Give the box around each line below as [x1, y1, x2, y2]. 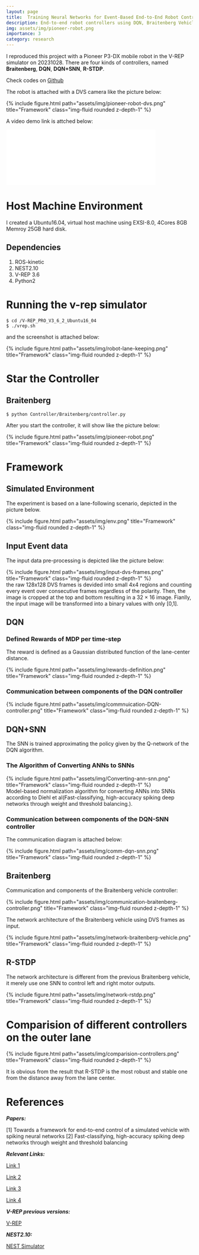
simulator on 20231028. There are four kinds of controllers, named [6, 59, 169, 66]
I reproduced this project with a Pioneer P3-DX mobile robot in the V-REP [6, 53, 185, 59]
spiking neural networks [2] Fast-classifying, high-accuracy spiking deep [6, 1133, 185, 1140]
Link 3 [6, 1185, 21, 1192]
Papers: [6, 1115, 27, 1122]
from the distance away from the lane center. [6, 1074, 116, 1081]
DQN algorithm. [6, 746, 44, 753]
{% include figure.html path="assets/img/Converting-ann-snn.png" [6, 775, 171, 782]
